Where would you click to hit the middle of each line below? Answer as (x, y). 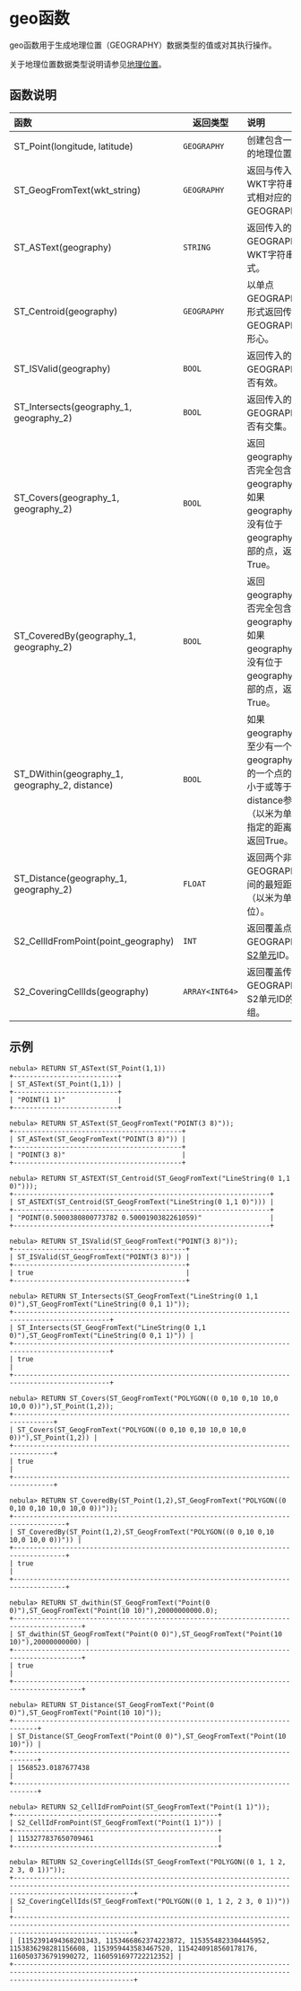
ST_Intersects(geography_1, (73, 407)
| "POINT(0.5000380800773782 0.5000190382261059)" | (142, 1218)
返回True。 (270, 841)
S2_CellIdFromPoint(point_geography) (94, 941)
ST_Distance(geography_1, (71, 878)
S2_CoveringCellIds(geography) (82, 991)
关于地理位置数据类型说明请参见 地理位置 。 (88, 64)
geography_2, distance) (64, 785)
